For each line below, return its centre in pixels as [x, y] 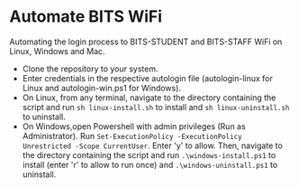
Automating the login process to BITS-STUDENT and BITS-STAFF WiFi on [146, 42]
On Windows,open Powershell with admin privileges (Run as [134, 126]
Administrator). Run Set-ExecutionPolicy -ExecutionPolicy [132, 136]
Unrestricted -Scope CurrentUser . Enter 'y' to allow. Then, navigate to [153, 145]
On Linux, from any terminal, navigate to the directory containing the [149, 98]
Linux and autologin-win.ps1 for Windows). [102, 88]
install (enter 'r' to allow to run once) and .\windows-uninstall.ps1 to [150, 164]
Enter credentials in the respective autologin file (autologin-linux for [147, 78]
